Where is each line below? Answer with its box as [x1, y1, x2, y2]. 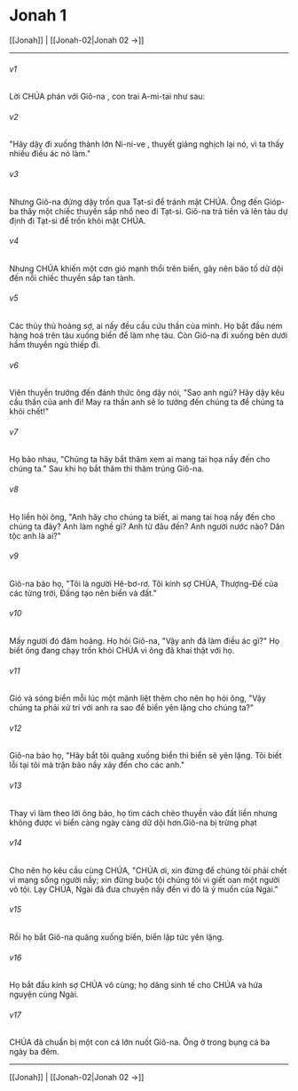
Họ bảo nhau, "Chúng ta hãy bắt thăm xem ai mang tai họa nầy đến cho [9, 454, 271, 465]
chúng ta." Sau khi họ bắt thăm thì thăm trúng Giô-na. [9, 463, 205, 474]
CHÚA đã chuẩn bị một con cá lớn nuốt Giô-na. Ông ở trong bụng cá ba [9, 1037, 271, 1047]
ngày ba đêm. [9, 1047, 59, 1057]
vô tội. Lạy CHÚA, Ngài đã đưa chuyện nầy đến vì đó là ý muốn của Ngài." [9, 884, 278, 894]
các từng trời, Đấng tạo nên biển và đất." [9, 588, 158, 598]
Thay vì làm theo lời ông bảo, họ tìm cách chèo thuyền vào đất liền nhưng [9, 807, 278, 818]
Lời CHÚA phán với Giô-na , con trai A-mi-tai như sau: [9, 91, 206, 102]
